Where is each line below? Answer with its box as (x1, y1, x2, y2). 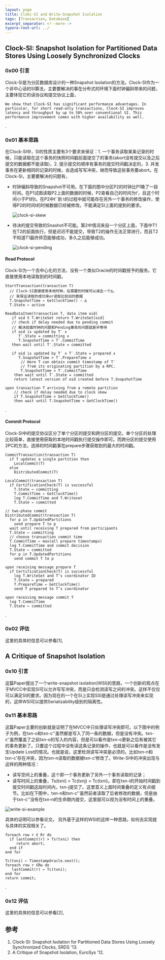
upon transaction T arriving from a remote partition (5, 385, 118, 390)
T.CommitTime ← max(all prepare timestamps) (9, 538, 102, 543)
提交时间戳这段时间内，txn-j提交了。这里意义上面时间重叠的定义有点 (12, 784, 152, 790)
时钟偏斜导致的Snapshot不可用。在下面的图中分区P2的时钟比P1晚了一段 (12, 184, 159, 190)
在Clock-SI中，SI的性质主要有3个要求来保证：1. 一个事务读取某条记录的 (5, 149, 150, 154)
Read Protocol (5, 256, 34, 262)
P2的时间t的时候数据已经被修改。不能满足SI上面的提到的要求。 (16, 202, 144, 208)
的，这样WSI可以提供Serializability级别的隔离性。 (5, 698, 105, 704)
